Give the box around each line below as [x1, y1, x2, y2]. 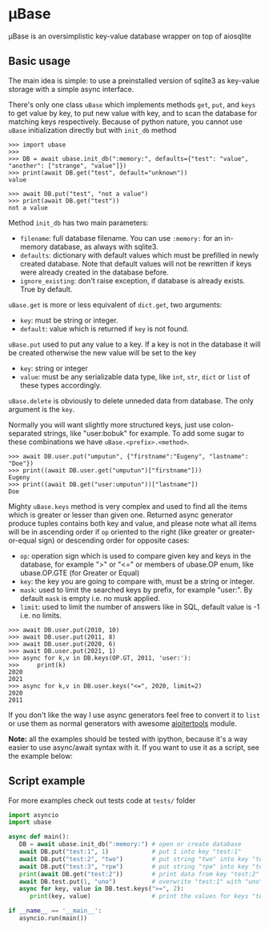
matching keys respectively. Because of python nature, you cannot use [8, 117, 243, 126]
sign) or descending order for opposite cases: [38, 535, 190, 545]
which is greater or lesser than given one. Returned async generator [8, 510, 234, 519]
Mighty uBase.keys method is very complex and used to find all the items [8, 501, 248, 511]
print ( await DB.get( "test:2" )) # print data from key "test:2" [18, 870, 260, 878]
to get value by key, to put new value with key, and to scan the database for [8, 108, 258, 118]
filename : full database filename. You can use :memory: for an [19, 233, 223, 243]
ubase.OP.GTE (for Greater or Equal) [19, 567, 140, 577]
